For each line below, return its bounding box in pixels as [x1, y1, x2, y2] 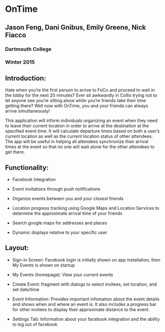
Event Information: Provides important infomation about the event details [12, 296, 160, 302]
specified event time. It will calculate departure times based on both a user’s [5, 128, 160, 134]
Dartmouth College [5, 45, 52, 52]
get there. [5, 149, 25, 155]
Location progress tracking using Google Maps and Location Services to [12, 205, 160, 211]
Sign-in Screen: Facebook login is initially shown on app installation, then [12, 257, 161, 262]
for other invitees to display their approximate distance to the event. [12, 306, 150, 312]
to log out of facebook [12, 321, 58, 327]
